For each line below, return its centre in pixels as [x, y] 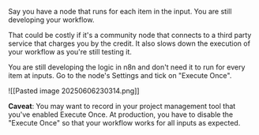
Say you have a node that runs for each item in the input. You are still [120, 11]
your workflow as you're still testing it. [70, 52]
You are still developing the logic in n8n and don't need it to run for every [127, 67]
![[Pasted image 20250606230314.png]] [74, 91]
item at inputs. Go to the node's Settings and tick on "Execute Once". [120, 75]
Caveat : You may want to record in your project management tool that [122, 106]
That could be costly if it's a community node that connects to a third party [130, 35]
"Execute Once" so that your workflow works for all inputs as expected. [124, 123]
